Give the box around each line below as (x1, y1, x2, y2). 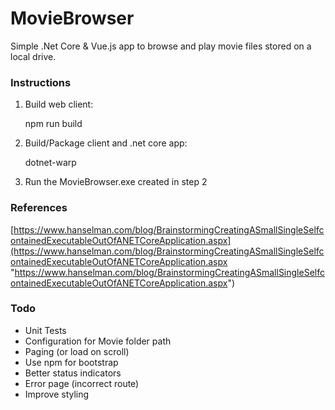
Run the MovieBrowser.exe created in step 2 (24, 176, 208, 188)
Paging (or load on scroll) (24, 345, 130, 357)
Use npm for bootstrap (24, 356, 119, 368)
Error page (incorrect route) (24, 377, 140, 389)
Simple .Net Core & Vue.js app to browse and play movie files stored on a (10, 40, 312, 52)
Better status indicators (24, 367, 122, 379)
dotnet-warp (24, 157, 77, 169)
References (10, 201, 68, 215)
